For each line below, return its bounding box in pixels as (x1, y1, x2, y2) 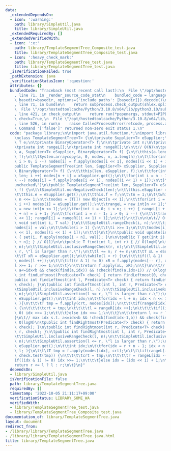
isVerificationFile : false (10, 377, 67, 382)
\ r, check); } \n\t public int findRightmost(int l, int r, (14, 329, 142, 334)
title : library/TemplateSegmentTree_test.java (14, 64, 115, 69)
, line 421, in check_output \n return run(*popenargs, (14, 111, 140, 117)
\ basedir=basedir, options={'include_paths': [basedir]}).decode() (14, 97, 163, 102)
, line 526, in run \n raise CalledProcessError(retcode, (14, 121, 145, 126)
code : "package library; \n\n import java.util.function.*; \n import (10, 130, 154, 135)
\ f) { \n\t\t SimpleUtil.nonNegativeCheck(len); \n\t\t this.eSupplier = (14, 187, 167, 192)
